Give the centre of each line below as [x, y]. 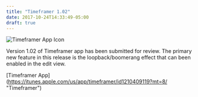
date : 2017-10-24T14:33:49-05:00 [48, 17]
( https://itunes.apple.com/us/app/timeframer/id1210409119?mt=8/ [87, 82]
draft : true [21, 23]
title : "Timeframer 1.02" [38, 12]
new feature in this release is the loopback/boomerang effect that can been [99, 58]
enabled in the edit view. [36, 64]
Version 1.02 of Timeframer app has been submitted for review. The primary [99, 51]
